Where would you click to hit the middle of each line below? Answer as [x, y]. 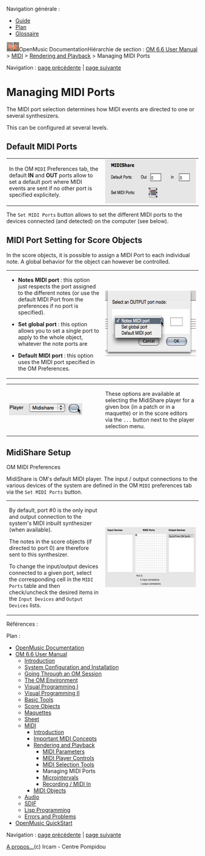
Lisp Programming [47, 810]
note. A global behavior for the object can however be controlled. [88, 262]
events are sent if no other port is [51, 188]
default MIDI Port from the [51, 299]
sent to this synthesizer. [39, 554]
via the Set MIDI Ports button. [44, 492]
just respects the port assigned [57, 286]
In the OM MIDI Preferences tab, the [54, 169]
